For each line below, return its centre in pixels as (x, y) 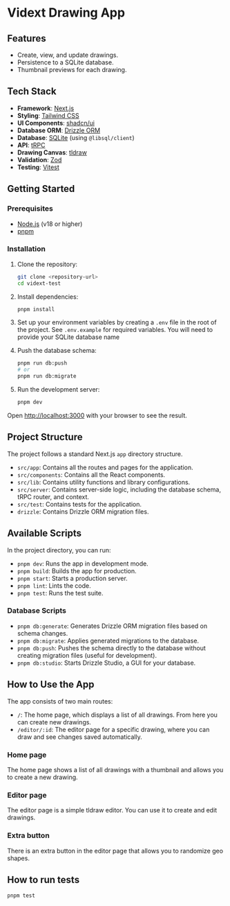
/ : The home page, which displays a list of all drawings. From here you (117, 715)
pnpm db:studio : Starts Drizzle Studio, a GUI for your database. (106, 663)
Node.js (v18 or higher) (50, 224)
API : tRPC (31, 145)
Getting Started (41, 189)
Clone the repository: (47, 264)
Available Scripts (44, 533)
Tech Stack (32, 92)
